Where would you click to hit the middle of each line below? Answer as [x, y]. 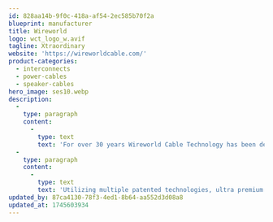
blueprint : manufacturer [50, 24]
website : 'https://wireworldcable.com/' [78, 54]
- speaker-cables [45, 84]
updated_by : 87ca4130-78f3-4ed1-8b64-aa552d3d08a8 [96, 197]
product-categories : [43, 62]
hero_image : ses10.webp [49, 91]
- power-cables [41, 76]
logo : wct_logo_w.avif [47, 39]
